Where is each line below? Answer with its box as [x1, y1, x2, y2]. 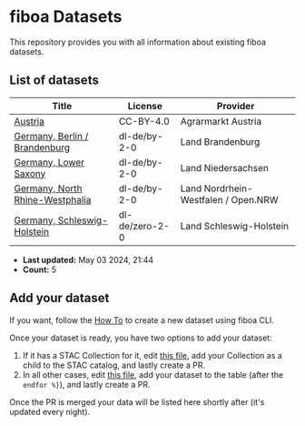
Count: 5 [22, 264, 57, 275]
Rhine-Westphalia [14, 193, 92, 206]
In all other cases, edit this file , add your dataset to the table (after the [22, 369, 284, 380]
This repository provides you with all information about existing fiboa [9, 36, 266, 47]
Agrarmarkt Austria [180, 115, 262, 127]
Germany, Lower [14, 156, 84, 168]
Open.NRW [231, 193, 279, 206]
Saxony [14, 167, 46, 179]
